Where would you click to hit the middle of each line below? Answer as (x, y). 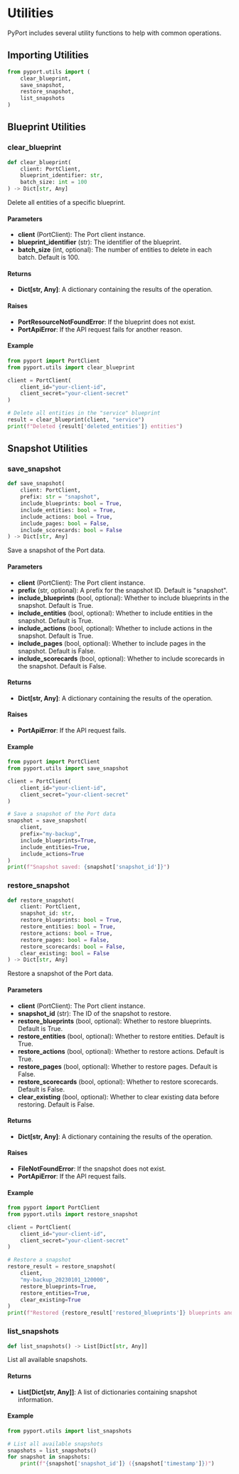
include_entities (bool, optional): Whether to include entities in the (115, 613)
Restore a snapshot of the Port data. (60, 974)
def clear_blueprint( (39, 162)
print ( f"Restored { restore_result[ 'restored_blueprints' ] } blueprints (114, 1313)
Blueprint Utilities (47, 127)
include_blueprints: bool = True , (71, 504)
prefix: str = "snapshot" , (60, 497)
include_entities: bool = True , (68, 510)
